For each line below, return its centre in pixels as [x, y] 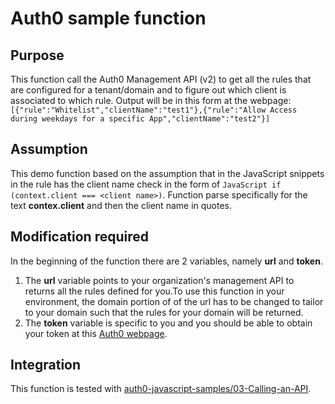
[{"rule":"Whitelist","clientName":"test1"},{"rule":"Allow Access [154, 110]
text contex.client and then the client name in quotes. [121, 205]
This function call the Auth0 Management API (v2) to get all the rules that [161, 79]
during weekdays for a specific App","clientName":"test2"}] [140, 119]
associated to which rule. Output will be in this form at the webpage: [151, 100]
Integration [46, 365]
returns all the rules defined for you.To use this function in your [154, 291]
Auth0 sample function [108, 18]
